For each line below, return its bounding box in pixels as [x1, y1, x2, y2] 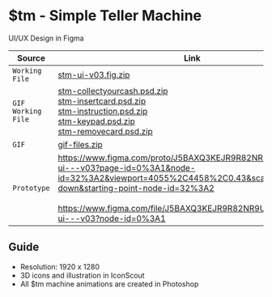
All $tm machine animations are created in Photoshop [19, 278, 199, 289]
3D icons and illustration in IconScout [19, 270, 145, 280]
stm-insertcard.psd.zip [57, 95, 147, 107]
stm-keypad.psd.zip [57, 116, 136, 127]
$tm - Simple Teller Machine [8, 6, 202, 25]
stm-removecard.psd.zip [57, 125, 154, 137]
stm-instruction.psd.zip [57, 105, 148, 117]
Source [17, 52, 46, 63]
